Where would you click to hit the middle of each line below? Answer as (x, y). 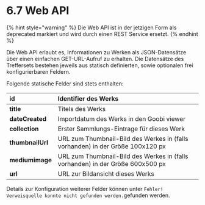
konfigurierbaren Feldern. (38, 71)
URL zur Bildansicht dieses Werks (106, 173)
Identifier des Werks (88, 98)
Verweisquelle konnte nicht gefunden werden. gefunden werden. (88, 195)
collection (24, 129)
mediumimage (31, 160)
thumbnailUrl (29, 142)
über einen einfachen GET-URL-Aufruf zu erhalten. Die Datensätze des (95, 59)
